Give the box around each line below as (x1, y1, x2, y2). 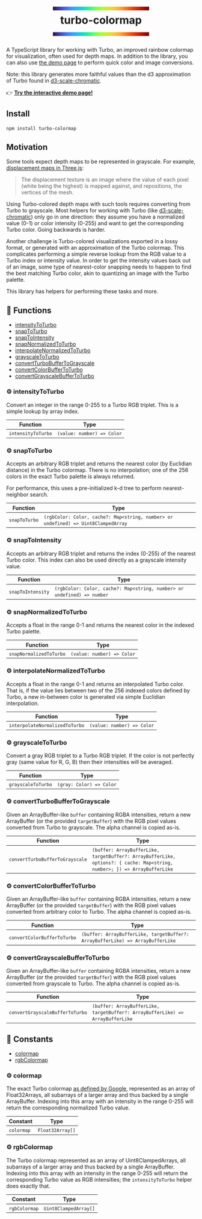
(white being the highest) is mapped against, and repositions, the (20, 182, 182, 190)
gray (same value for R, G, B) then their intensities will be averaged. (6, 758, 173, 766)
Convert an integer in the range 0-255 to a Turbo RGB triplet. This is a (6, 401, 179, 408)
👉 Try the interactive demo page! (6, 88, 93, 96)
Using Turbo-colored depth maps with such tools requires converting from (6, 200, 191, 208)
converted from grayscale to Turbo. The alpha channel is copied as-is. (6, 979, 181, 987)
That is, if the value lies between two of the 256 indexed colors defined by (6, 687, 191, 694)
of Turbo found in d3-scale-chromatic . (6, 76, 102, 84)
